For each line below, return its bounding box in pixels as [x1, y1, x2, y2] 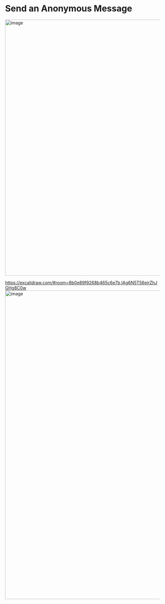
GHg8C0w [5, 285, 27, 290]
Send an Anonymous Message [5, 3, 133, 14]
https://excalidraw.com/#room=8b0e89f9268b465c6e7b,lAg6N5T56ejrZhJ [5, 280, 158, 286]
